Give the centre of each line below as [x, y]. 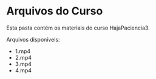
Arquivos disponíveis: [33, 39]
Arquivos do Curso [55, 11]
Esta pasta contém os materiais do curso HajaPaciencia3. [78, 28]
